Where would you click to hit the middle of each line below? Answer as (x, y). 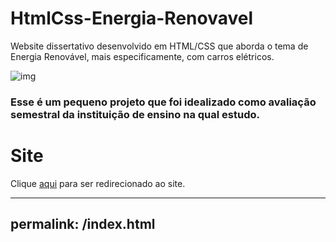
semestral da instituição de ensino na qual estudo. (135, 114)
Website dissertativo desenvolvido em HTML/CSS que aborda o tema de (159, 46)
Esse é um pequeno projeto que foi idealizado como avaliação (163, 102)
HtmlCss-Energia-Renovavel (132, 18)
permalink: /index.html (83, 224)
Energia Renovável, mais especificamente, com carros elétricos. (142, 56)
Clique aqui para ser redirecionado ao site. (98, 183)
